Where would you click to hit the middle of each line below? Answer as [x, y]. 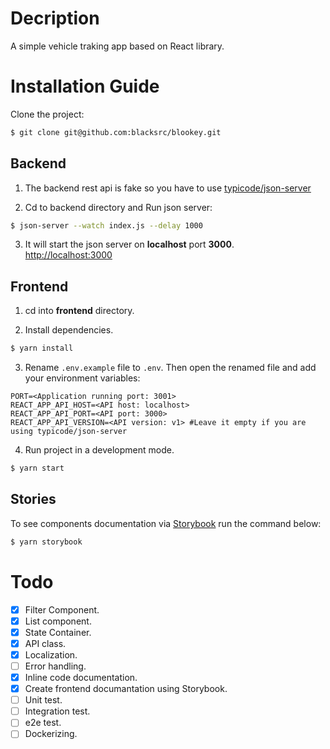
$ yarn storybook [46, 542]
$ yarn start [37, 468]
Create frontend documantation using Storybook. [126, 689]
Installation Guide [85, 86]
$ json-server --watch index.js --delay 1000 [106, 225]
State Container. [58, 632]
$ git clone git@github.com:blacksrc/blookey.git [116, 132]
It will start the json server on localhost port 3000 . [129, 244]
